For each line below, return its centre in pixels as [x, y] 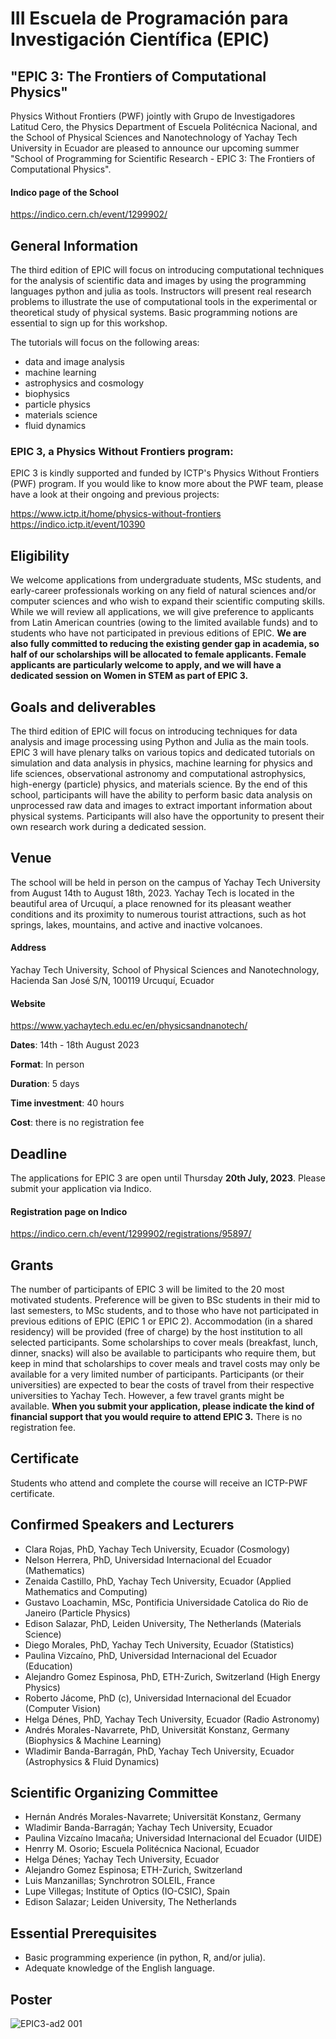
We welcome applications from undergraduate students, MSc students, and [166, 580]
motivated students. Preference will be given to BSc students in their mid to [165, 1299]
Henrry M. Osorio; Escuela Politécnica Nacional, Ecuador [142, 1849]
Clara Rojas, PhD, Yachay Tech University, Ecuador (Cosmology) [157, 1549]
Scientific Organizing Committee [114, 1793]
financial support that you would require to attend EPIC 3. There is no [156, 1416]
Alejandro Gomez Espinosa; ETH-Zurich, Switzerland [133, 1870]
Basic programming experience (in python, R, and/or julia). [145, 1958]
